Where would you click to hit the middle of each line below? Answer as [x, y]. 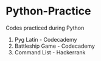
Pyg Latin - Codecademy [46, 39]
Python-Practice [48, 11]
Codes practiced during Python [45, 28]
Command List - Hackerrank [50, 52]
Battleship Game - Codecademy [55, 46]
